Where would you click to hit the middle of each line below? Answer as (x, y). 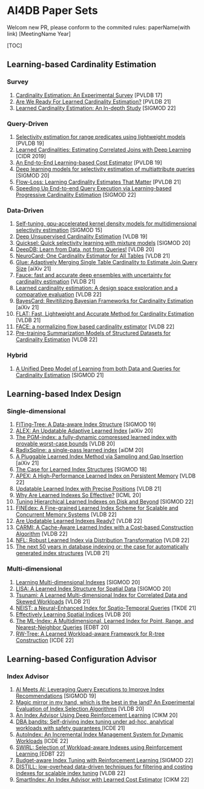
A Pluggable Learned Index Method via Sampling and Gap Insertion (99, 457)
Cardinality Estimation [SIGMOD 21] (60, 375)
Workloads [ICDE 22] (42, 741)
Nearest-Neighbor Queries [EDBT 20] (62, 627)
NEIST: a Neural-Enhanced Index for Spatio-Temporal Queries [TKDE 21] (106, 608)
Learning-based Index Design (64, 394)
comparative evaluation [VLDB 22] (58, 295)
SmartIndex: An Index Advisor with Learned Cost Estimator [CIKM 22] (102, 780)
